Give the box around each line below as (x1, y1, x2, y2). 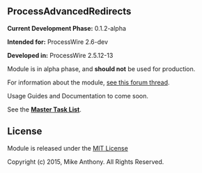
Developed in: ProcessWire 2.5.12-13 (7, 51, 114, 59)
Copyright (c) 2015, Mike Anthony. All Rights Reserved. (7, 157, 164, 166)
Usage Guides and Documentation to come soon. (7, 91, 148, 100)
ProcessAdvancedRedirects (7, 6, 132, 17)
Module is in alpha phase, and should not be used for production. (7, 64, 196, 73)
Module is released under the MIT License (7, 144, 129, 152)
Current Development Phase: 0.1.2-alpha (7, 24, 127, 32)
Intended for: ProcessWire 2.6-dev (7, 38, 109, 46)
